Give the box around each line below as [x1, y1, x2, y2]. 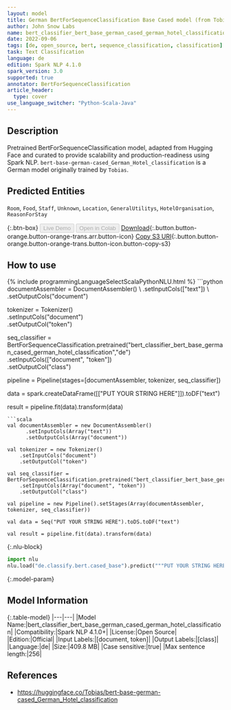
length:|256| [7, 649, 43, 658]
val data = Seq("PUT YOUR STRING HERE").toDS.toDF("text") [7, 519, 180, 525]
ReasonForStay [7, 211, 48, 218]
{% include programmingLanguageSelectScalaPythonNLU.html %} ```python [7, 278, 223, 286]
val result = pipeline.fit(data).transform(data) [7, 531, 153, 538]
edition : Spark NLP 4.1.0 [7, 61, 81, 68]
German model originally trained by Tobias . [7, 165, 129, 174]
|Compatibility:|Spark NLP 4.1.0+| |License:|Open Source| [14, 627, 177, 636]
